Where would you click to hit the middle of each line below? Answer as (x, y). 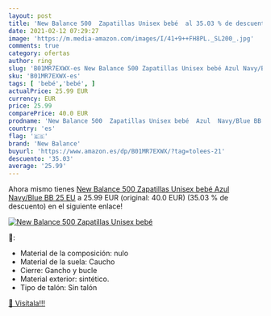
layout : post (30, 16)
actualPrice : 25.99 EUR (48, 91)
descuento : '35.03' (41, 158)
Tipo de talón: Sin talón (58, 288)
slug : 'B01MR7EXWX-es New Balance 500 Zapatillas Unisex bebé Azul (124, 69)
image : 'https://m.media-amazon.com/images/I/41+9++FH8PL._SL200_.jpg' (131, 38)
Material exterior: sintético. (65, 279)
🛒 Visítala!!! (27, 303)
